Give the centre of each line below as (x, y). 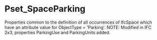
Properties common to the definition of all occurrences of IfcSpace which (78, 22)
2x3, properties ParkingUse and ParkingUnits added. (58, 32)
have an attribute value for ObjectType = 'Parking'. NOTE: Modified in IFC (78, 27)
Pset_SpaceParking (45, 9)
